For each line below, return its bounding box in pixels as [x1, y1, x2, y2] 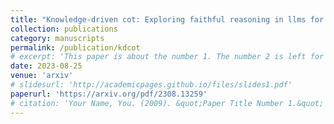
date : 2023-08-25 [10, 61, 83, 71]
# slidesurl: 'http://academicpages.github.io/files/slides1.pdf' [10, 80, 293, 90]
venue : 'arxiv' [10, 71, 74, 81]
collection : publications [10, 24, 118, 34]
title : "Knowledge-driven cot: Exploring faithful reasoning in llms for [10, 14, 325, 25]
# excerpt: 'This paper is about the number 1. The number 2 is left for [10, 52, 325, 62]
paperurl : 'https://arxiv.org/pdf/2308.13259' [10, 89, 208, 99]
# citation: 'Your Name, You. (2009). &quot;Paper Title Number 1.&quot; [10, 98, 325, 108]
